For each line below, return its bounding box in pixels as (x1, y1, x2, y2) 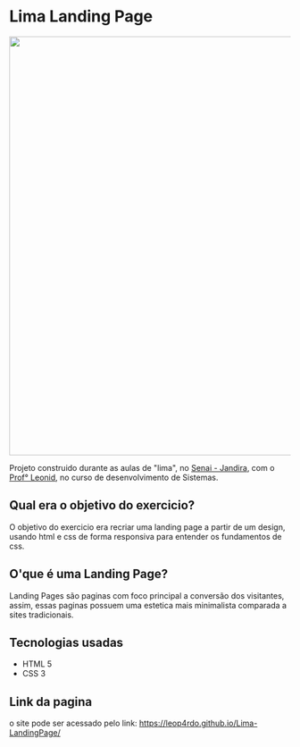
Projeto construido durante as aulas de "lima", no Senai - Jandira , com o (9, 462, 275, 473)
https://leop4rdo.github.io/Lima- (138, 718, 258, 729)
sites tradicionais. (9, 609, 74, 620)
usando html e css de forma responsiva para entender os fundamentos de (9, 531, 282, 541)
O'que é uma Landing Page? (9, 567, 169, 582)
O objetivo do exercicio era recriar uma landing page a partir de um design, (9, 521, 286, 533)
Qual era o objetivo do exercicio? (9, 498, 196, 513)
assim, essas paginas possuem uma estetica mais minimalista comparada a (9, 600, 287, 610)
